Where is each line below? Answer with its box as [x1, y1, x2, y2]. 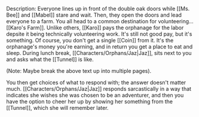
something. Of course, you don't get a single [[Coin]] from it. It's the [6, 37, 174, 44]
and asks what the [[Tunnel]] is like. [6, 56, 94, 63]
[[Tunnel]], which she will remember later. [6, 104, 109, 111]
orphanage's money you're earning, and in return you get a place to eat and [6, 43, 193, 50]
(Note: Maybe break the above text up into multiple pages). [6, 67, 152, 74]
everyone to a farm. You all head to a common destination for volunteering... [6, 18, 194, 24]
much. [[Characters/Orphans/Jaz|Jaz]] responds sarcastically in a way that [6, 85, 192, 92]
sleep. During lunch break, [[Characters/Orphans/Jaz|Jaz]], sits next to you [6, 50, 192, 56]
